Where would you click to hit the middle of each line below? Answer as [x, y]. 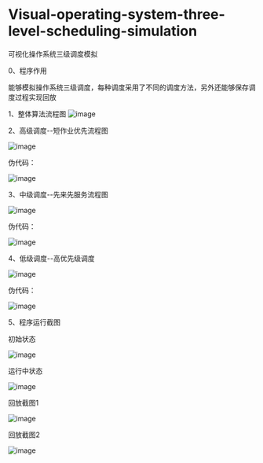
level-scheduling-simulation [103, 31]
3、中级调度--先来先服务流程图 [58, 194]
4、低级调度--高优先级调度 [51, 258]
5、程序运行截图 [35, 322]
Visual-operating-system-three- [117, 15]
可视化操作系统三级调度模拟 [53, 53]
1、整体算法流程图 [37, 114]
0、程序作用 [27, 70]
